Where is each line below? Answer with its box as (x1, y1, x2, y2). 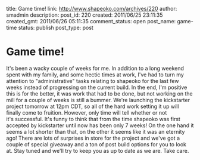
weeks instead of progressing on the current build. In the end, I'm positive (6, 84, 187, 91)
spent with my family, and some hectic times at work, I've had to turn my (6, 71, 185, 78)
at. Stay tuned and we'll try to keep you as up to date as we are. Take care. (6, 147, 189, 154)
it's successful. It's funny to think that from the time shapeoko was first (6, 115, 180, 122)
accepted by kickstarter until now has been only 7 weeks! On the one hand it (6, 122, 194, 129)
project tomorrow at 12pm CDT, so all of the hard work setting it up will (6, 103, 179, 110)
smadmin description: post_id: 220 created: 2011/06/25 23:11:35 (6, 11, 163, 19)
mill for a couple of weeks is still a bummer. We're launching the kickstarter (6, 96, 190, 103)
